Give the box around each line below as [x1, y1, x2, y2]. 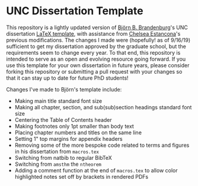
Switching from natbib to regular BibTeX [14, 154, 113, 161]
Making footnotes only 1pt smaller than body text [14, 122, 135, 130]
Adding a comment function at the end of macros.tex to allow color [14, 166, 178, 174]
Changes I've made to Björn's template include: [6, 86, 122, 93]
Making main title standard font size [14, 97, 103, 105]
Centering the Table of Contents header [14, 116, 113, 123]
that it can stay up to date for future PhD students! [6, 74, 129, 81]
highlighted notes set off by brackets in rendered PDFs [14, 173, 149, 180]
